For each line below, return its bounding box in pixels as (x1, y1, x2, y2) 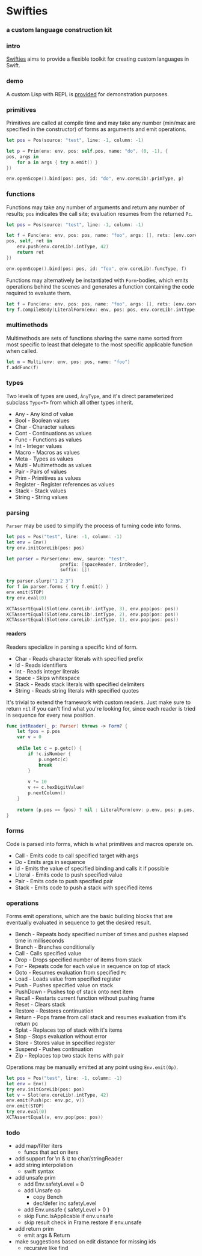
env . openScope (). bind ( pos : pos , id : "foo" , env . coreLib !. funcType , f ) (6, 266, 187, 272)
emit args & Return (23, 1231, 70, 1239)
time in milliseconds (14, 937, 64, 944)
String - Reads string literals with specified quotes (14, 687, 139, 694)
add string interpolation (14, 1162, 73, 1169)
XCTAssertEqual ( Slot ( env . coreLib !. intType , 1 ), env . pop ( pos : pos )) (6, 617, 179, 623)
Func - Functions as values (14, 436, 82, 443)
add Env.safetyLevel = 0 (23, 1180, 84, 1188)
